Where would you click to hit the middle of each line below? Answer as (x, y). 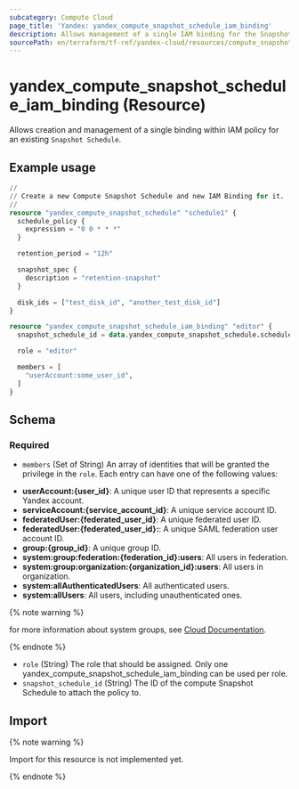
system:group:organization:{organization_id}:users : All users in (143, 567)
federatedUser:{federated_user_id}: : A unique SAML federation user (150, 529)
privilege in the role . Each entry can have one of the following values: (150, 474)
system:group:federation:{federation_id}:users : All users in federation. (155, 557)
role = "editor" (47, 351)
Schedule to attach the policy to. (81, 693)
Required (29, 444)
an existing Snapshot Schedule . (65, 140)
